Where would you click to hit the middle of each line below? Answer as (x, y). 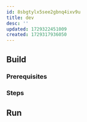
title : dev (20, 18)
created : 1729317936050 (37, 35)
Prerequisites (27, 77)
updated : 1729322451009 (37, 29)
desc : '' (17, 23)
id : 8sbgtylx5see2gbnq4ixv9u (43, 12)
